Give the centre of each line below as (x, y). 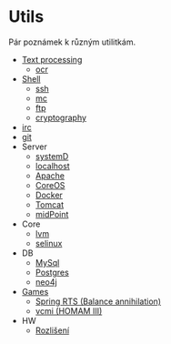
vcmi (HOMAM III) (69, 310)
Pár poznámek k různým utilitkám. (72, 42)
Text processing (52, 59)
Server (34, 147)
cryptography (61, 117)
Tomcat (50, 204)
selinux (49, 243)
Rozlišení (52, 330)
